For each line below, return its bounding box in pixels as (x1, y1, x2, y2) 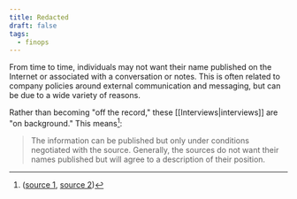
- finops (17, 37, 49, 47)
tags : (9, 29, 29, 38)
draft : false (9, 21, 57, 30)
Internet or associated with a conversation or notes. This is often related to (9, 72, 281, 82)
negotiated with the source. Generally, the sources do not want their (30, 144, 279, 155)
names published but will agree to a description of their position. (30, 154, 266, 165)
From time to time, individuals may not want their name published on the (9, 62, 272, 73)
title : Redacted (9, 12, 69, 22)
